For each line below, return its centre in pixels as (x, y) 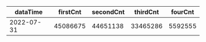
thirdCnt (147, 12)
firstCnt (70, 12)
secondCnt (108, 12)
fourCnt (182, 12)
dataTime (29, 12)
